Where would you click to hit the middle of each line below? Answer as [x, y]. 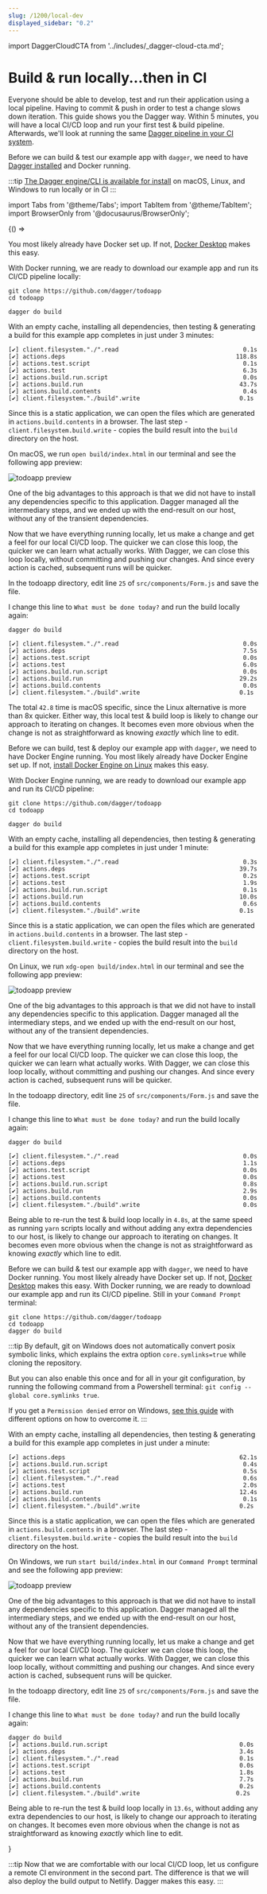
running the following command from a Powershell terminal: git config [125, 1387]
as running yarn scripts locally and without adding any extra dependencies [130, 1228]
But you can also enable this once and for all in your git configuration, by [127, 1378]
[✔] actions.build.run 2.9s [133, 1191]
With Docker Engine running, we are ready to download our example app [127, 781]
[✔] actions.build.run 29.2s [133, 679]
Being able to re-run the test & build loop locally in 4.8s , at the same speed [130, 1220]
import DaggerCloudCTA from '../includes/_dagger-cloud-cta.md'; [116, 45]
